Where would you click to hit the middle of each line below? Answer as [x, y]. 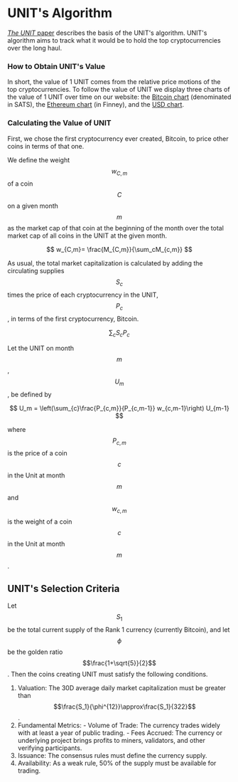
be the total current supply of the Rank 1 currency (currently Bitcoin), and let [119, 629]
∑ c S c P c [119, 333]
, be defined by [29, 394]
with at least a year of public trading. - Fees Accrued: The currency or [120, 733]
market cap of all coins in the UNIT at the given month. [87, 236]
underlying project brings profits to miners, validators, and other [112, 740]
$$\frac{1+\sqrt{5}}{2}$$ [119, 662]
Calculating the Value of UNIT [59, 123]
